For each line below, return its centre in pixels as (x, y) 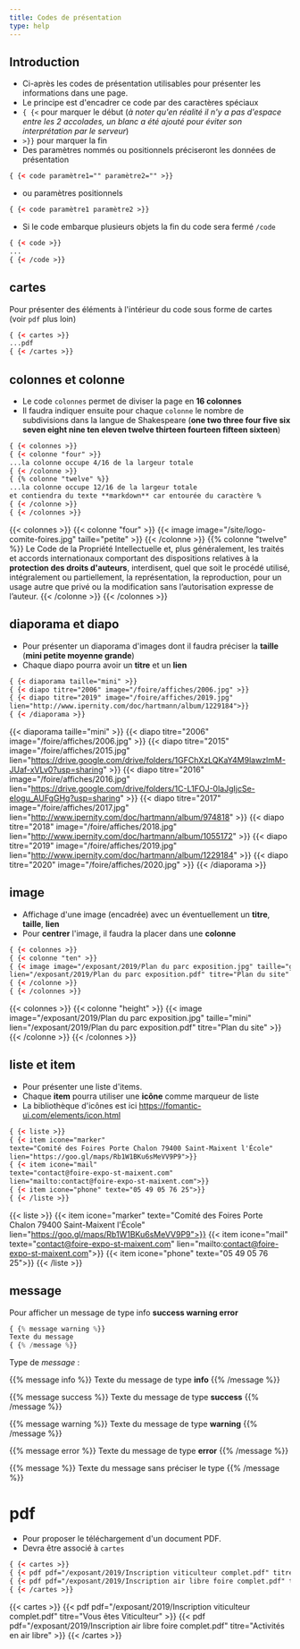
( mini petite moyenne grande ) (79, 655)
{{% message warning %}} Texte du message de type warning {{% (133, 1424)
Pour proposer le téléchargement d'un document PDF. (121, 1539)
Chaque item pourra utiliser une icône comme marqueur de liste (140, 1096)
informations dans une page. (75, 93)
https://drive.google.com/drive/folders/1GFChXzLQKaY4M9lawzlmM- (158, 760)
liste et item (42, 1065)
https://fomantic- (170, 1105)
